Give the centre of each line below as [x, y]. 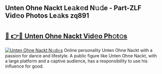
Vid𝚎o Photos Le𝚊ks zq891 [47, 16]
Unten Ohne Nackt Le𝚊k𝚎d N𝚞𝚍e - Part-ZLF [73, 8]
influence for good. [25, 66]
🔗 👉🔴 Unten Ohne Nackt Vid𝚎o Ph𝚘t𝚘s [66, 36]
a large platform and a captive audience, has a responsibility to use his [76, 61]
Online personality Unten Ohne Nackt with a [108, 50]
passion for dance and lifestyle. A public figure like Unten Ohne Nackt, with [81, 56]
